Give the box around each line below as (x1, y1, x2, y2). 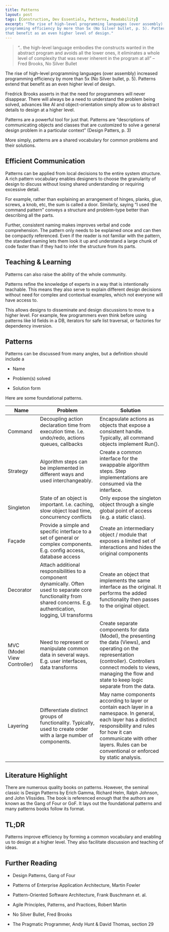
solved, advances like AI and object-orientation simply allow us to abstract (5, 102, 159, 107)
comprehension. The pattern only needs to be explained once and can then (5, 227, 161, 233)
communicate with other (100, 735, 157, 742)
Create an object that (100, 571, 149, 578)
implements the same (100, 577, 150, 584)
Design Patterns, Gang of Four (12, 872, 76, 878)
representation (100, 651, 134, 658)
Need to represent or (40, 639, 90, 646)
